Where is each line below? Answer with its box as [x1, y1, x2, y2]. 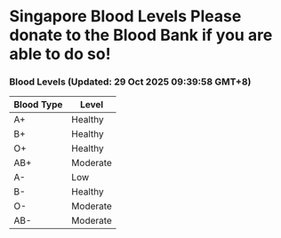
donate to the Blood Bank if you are [9, 25, 273, 45]
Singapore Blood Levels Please [9, 6, 242, 27]
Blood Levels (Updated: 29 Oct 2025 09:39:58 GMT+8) [9, 75, 252, 88]
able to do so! [9, 44, 111, 64]
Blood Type [13, 99, 63, 111]
